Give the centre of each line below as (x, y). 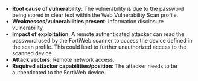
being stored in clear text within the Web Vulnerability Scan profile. (95, 15)
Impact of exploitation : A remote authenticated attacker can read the (98, 34)
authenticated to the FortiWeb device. (59, 72)
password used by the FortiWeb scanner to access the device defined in (102, 40)
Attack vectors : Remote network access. (63, 60)
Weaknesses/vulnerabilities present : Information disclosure (88, 21)
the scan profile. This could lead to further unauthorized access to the (99, 47)
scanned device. (33, 53)
